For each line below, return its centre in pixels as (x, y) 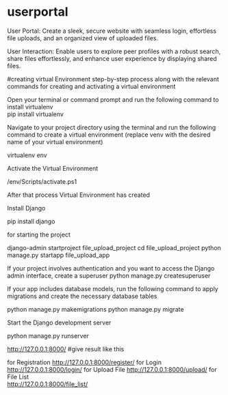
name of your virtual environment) (55, 141)
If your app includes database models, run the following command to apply (113, 288)
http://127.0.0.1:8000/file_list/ (48, 384)
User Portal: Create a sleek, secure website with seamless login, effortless (112, 31)
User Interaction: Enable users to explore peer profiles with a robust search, (114, 51)
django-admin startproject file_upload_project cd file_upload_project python (114, 247)
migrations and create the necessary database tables (82, 296)
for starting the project (39, 234)
